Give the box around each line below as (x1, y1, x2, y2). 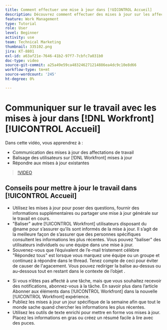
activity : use (5, 35, 35, 40)
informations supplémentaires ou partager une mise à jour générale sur (12, 210, 159, 216)
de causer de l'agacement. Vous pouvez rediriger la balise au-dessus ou (12, 263, 161, 268)
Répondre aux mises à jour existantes (12, 160, 89, 166)
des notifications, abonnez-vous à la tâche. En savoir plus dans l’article (12, 283, 158, 289)
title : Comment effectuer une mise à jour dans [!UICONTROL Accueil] (5, 7, 153, 12)
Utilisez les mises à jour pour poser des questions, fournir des (12, 204, 140, 211)
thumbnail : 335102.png (5, 44, 52, 49)
